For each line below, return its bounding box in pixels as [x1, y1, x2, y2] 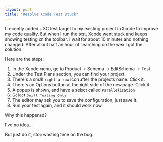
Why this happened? [5, 112, 47, 118]
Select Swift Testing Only [12, 92, 67, 98]
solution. [5, 47, 23, 52]
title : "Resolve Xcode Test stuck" [5, 12, 79, 17]
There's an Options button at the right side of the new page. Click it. [12, 81, 151, 87]
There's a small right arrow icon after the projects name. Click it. [12, 76, 145, 82]
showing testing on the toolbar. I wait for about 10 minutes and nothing [5, 36, 149, 42]
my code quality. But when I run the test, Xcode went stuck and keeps [5, 31, 148, 37]
